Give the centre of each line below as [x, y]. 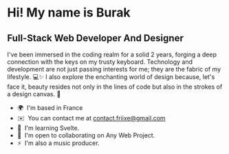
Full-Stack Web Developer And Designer [95, 38]
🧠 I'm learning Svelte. [48, 128]
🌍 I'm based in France [50, 108]
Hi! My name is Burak [69, 13]
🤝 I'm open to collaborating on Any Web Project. [86, 135]
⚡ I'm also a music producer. [58, 143]
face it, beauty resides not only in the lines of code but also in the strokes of [115, 87]
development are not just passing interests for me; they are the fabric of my [114, 69]
